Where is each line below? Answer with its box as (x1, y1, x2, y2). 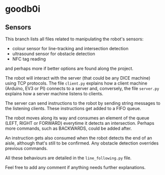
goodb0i (5, 3, 40, 15)
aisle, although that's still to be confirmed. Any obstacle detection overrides (5, 140, 159, 146)
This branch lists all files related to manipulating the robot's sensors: (5, 36, 144, 42)
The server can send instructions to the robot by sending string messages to (5, 100, 161, 106)
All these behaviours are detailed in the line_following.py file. (5, 155, 132, 161)
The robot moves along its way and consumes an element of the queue (5, 115, 149, 121)
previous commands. (5, 146, 48, 151)
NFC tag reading (12, 56, 46, 62)
